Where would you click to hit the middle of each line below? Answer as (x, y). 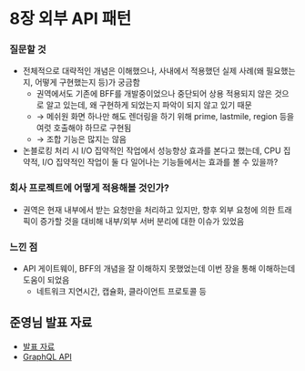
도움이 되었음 (46, 280)
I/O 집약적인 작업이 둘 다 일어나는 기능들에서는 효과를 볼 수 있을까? (160, 162)
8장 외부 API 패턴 (71, 19)
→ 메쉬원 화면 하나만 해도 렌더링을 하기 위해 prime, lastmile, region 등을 (165, 117)
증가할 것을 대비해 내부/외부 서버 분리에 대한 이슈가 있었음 (142, 221)
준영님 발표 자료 (51, 323)
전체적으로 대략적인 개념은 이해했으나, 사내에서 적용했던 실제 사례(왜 (143, 71)
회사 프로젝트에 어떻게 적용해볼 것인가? (90, 188)
